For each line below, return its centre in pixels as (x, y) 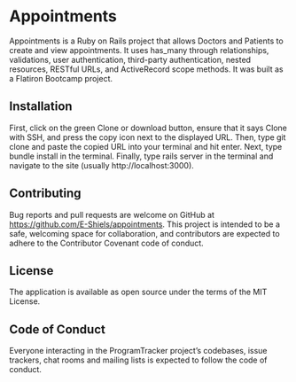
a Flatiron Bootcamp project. (61, 78)
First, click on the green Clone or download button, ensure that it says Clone (148, 128)
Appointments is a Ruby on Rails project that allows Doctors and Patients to (146, 41)
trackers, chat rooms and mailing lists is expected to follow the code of (138, 360)
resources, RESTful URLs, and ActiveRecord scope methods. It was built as (146, 69)
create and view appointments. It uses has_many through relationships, (139, 50)
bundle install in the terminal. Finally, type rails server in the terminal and (141, 156)
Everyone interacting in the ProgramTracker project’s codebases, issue (138, 351)
